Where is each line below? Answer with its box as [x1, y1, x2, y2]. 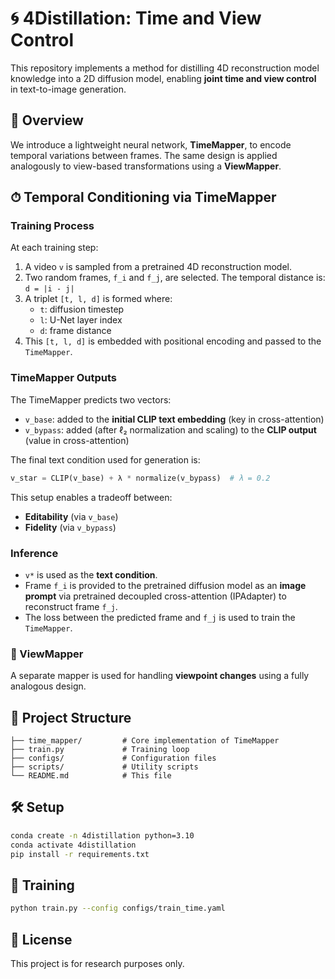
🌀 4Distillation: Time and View [10, 7, 262, 30]
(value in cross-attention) [24, 434, 130, 446]
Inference [10, 546, 59, 560]
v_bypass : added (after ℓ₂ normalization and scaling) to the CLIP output [24, 423, 317, 436]
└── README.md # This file [10, 771, 172, 781]
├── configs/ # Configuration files [10, 753, 217, 764]
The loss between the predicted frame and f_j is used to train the [24, 611, 296, 623]
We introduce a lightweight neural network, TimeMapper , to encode [10, 138, 292, 151]
